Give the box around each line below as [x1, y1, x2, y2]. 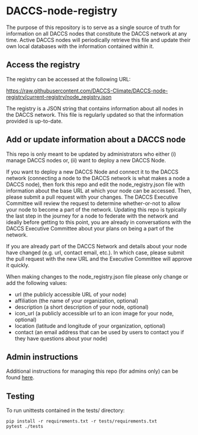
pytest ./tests [6, 424, 44, 430]
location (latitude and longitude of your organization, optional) [14, 322, 165, 330]
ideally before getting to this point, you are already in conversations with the [6, 218, 191, 226]
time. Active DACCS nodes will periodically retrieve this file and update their [6, 36, 191, 43]
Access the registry [6, 60, 80, 70]
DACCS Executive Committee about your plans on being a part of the [6, 225, 174, 232]
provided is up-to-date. [6, 117, 63, 124]
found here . [6, 374, 34, 381]
